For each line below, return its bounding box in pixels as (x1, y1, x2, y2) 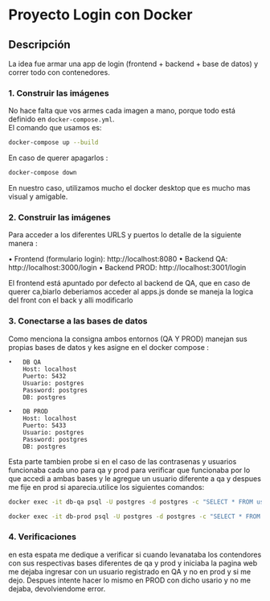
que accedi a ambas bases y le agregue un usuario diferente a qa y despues (8, 473, 261, 484)
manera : (8, 239, 38, 249)
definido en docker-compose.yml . (8, 114, 115, 124)
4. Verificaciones (8, 531, 77, 542)
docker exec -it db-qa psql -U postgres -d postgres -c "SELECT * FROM (8, 497, 253, 506)
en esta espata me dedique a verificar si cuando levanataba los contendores (8, 550, 262, 559)
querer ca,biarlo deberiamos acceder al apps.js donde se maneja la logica (8, 287, 253, 297)
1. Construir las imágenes (8, 87, 110, 98)
